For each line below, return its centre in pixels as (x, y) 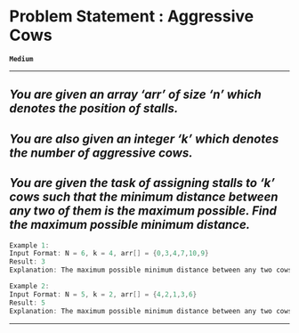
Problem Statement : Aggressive (132, 16)
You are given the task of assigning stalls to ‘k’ (142, 183)
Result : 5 (28, 303)
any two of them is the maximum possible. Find (143, 211)
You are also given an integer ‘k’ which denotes (144, 138)
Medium (21, 59)
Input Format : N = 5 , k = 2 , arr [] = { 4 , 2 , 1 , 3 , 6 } (103, 294)
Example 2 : (29, 287)
